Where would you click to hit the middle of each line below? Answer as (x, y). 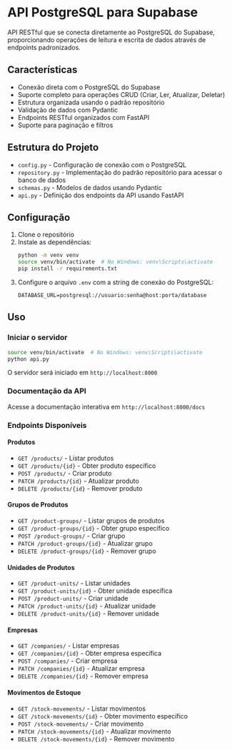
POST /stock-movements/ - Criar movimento (81, 724)
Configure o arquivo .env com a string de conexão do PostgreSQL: (116, 282)
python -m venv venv (48, 255)
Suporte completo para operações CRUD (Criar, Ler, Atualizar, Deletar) (121, 94)
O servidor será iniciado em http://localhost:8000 (82, 373)
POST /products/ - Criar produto (65, 473)
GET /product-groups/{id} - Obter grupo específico (94, 529)
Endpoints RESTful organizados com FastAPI (84, 117)
